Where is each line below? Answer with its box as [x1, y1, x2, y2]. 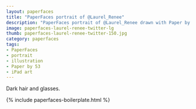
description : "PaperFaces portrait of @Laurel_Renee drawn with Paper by [6, 19, 191, 25]
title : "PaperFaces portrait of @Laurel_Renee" [6, 14, 125, 20]
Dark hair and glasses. [6, 85, 60, 92]
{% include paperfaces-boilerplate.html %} [6, 97, 110, 104]
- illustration [6, 58, 43, 64]
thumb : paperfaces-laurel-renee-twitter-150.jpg [6, 31, 127, 37]
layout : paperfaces [6, 8, 54, 15]
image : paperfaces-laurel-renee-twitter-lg [6, 25, 114, 31]
